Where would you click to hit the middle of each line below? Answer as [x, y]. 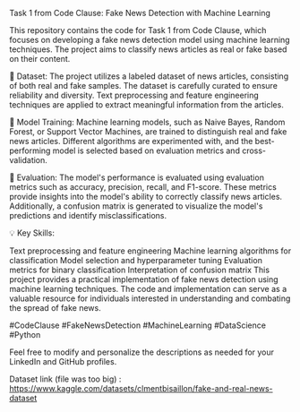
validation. [28, 160]
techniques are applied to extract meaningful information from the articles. [146, 105]
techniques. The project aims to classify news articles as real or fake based [148, 49]
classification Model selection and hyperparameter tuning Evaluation [136, 260]
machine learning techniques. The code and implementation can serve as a [148, 289]
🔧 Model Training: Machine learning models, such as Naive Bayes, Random [147, 122]
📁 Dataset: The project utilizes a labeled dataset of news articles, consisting [149, 76]
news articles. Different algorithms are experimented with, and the [131, 141]
